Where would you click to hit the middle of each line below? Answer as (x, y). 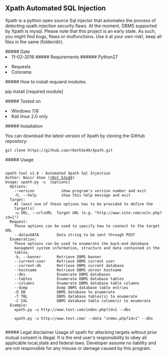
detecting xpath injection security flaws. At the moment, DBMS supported (81, 26)
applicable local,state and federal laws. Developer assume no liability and (81, 343)
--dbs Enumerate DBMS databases (62, 274)
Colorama (21, 72)
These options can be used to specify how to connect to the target (87, 226)
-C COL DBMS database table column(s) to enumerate (82, 301)
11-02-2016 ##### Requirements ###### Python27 (65, 57)
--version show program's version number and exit (80, 191)
